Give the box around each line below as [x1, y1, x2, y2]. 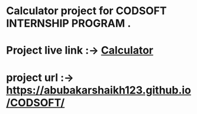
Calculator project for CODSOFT [6, 4, 167, 18]
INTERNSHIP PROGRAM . [6, 17, 131, 30]
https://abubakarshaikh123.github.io [6, 83, 191, 97]
